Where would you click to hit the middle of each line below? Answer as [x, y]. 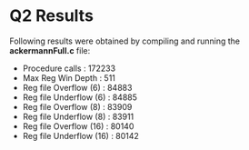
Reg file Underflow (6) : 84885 [80, 97]
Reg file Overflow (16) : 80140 [78, 126]
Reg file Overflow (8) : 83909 [77, 106]
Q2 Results [51, 16]
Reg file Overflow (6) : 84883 [77, 87]
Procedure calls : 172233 [69, 68]
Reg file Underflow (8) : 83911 [78, 116]
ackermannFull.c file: [50, 50]
